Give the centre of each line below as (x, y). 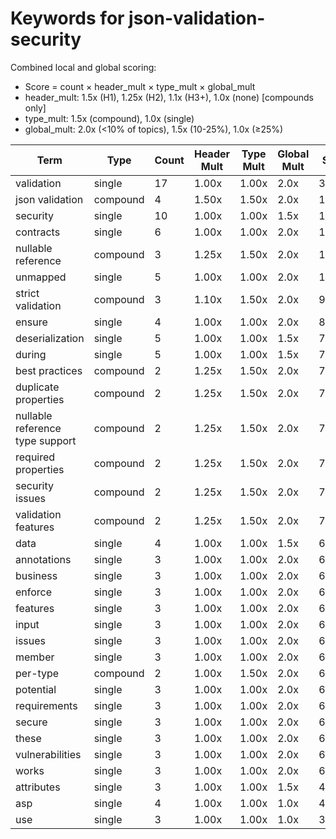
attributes (38, 787)
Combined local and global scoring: (83, 67)
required (35, 457)
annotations (43, 559)
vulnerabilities (48, 754)
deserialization (50, 338)
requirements (46, 705)
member (35, 657)
